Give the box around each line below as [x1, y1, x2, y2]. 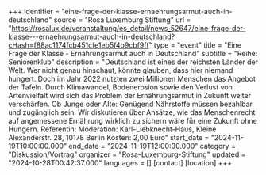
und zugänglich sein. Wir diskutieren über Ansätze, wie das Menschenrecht [8, 108, 256, 117]
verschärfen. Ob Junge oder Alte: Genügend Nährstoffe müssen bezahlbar [8, 99, 253, 108]
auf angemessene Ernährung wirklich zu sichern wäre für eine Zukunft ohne [8, 116, 258, 125]
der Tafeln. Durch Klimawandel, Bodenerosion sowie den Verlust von [8, 82, 233, 92]
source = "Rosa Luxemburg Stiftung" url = [53, 15, 191, 25]
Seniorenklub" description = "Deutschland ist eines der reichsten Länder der [8, 57, 258, 67]
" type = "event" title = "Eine [148, 40, 242, 50]
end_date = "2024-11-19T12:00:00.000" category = [68, 142, 237, 150]
